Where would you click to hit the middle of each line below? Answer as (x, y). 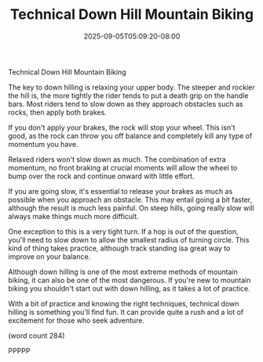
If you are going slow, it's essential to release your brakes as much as (121, 191)
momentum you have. (43, 144)
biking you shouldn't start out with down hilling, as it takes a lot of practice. (130, 288)
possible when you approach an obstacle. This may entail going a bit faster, (130, 199)
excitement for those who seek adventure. (77, 320)
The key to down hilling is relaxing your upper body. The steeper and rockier (131, 87)
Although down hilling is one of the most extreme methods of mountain (123, 272)
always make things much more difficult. (73, 216)
